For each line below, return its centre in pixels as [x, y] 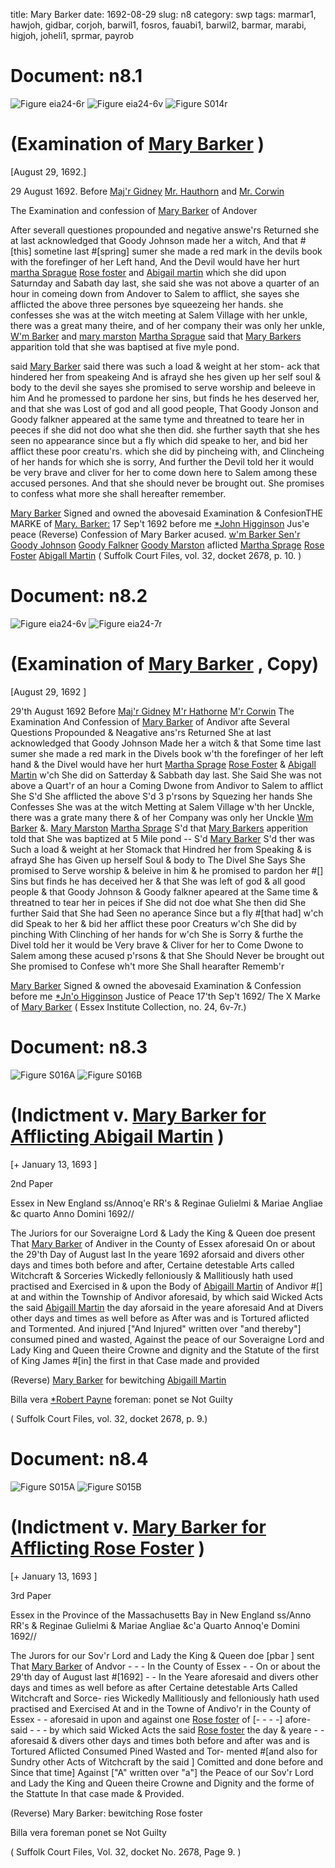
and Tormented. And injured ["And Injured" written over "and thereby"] [156, 1328]
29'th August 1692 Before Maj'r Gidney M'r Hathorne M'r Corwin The [152, 711]
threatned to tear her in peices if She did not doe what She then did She [158, 902]
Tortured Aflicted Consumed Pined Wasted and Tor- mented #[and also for [164, 1751]
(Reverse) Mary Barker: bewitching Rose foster [106, 1813]
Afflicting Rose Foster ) [107, 1548]
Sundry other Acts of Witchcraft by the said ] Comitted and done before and [167, 1761]
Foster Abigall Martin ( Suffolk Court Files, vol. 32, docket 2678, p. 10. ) [156, 555]
